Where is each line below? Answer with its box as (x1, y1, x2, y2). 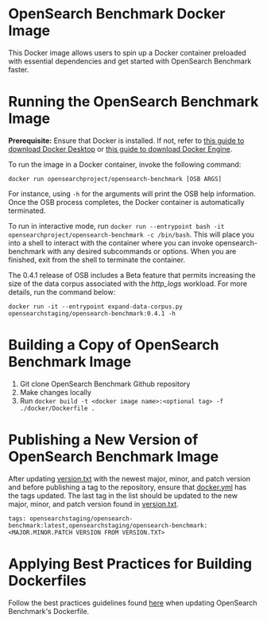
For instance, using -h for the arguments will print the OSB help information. (8, 188, 256, 199)
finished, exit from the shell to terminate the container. (8, 255, 185, 265)
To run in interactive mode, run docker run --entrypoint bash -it (8, 221, 225, 230)
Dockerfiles (8, 571, 87, 589)
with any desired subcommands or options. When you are (47, 246, 237, 256)
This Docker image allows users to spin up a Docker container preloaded (8, 48, 246, 57)
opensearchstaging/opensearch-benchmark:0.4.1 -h (8, 309, 176, 318)
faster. (8, 64, 29, 74)
